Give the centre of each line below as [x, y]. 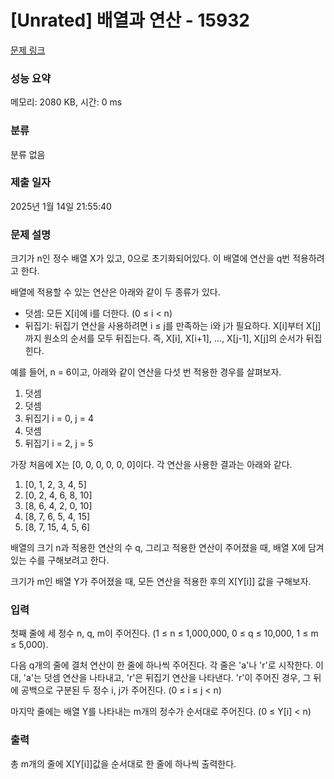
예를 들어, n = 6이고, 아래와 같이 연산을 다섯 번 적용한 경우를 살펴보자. [146, 372]
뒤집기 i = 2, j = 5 [59, 443]
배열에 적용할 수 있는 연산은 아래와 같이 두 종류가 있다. [115, 292]
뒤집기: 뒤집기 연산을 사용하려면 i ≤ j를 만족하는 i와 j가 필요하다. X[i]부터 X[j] [173, 326]
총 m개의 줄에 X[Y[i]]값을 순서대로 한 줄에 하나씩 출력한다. [123, 763]
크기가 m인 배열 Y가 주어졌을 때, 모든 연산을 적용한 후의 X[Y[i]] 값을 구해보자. [161, 582]
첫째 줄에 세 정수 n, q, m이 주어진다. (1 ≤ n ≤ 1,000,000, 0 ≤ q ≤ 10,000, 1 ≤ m [164, 633]
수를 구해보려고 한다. [69, 560]
